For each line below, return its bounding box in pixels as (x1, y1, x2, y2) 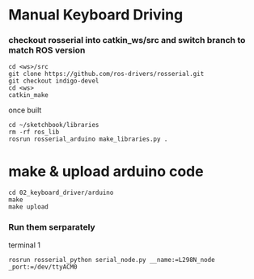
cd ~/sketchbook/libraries (8, 121, 99, 129)
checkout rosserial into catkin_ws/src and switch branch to (8, 35, 246, 46)
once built (8, 105, 42, 115)
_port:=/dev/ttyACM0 (8, 263, 78, 271)
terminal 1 (8, 240, 40, 250)
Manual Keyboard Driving (8, 6, 184, 24)
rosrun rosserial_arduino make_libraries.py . (8, 135, 168, 143)
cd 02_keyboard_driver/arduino (8, 188, 114, 197)
